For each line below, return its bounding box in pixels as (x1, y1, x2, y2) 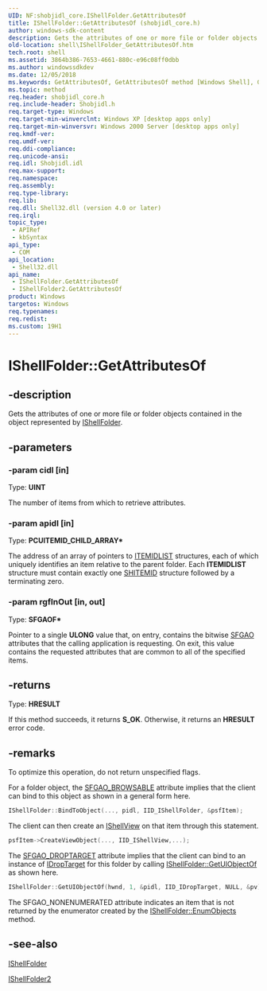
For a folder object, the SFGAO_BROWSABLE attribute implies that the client (8, 783, 256, 792)
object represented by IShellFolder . (8, 418, 123, 427)
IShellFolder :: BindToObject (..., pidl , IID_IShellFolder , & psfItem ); (8, 806, 244, 815)
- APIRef (11, 226, 41, 235)
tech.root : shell (8, 49, 66, 56)
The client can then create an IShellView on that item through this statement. (8, 821, 259, 831)
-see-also (8, 938, 58, 951)
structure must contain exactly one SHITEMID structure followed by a (8, 568, 235, 577)
